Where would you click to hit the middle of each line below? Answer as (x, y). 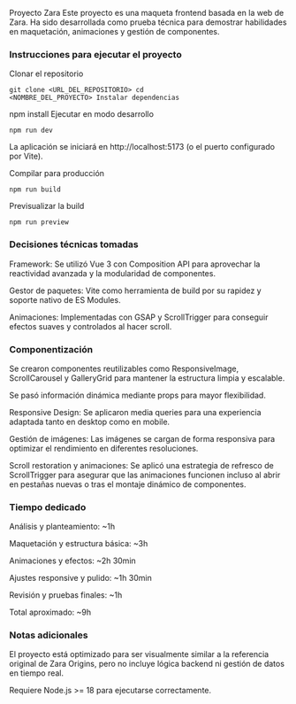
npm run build (35, 190)
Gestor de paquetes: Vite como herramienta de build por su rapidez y (136, 290)
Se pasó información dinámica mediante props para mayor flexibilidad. (138, 395)
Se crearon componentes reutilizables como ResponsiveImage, (124, 368)
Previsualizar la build (47, 206)
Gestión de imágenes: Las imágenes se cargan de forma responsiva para (142, 438)
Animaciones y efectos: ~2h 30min (73, 561)
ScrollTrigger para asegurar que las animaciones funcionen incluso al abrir (145, 475)
